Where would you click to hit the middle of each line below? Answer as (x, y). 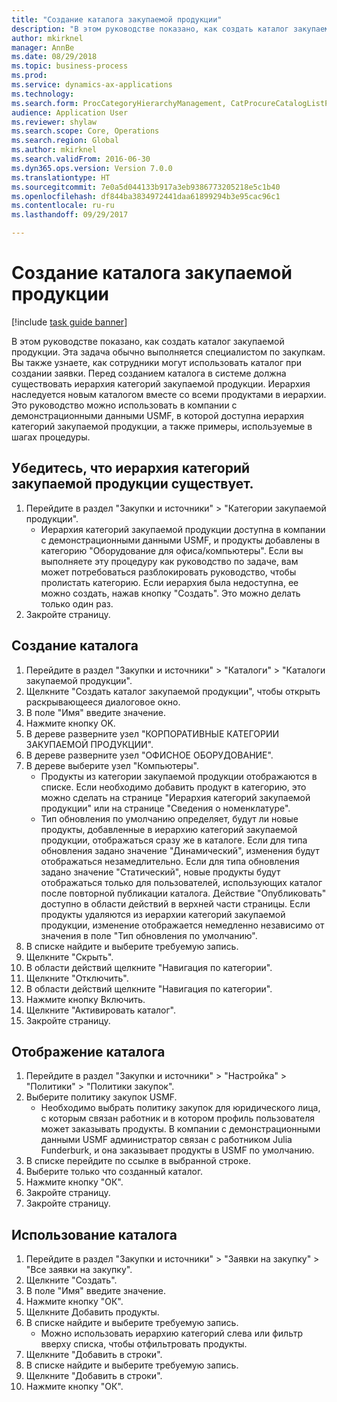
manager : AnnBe (43, 47)
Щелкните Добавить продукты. (92, 1312)
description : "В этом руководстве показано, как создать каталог (150, 29)
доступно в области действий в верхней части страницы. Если (175, 903)
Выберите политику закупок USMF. (101, 1097)
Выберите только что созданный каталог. (114, 1172)
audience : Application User (70, 112)
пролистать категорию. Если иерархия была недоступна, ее (169, 582)
